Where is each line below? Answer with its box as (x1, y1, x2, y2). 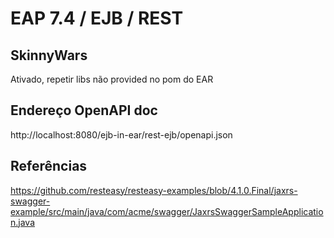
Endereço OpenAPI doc (10, 102, 158, 119)
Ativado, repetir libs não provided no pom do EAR (10, 73, 214, 85)
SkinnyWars (10, 47, 88, 64)
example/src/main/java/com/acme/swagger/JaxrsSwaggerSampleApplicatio (10, 205, 324, 217)
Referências (10, 158, 88, 175)
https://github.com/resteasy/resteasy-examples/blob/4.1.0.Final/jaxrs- (10, 184, 298, 196)
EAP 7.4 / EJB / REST (10, 7, 184, 30)
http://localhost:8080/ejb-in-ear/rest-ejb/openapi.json (10, 128, 233, 141)
